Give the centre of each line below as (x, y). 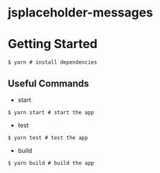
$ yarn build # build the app (51, 163)
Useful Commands (48, 83)
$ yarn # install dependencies (53, 62)
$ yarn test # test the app (48, 138)
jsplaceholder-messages (80, 13)
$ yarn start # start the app (51, 112)
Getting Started (53, 44)
